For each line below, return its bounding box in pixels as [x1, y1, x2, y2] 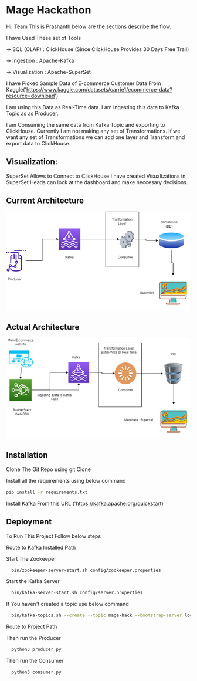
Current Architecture [6, 196, 84, 206]
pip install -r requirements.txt [6, 489, 88, 495]
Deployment [6, 517, 52, 527]
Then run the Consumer [6, 658, 64, 665]
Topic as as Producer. [6, 110, 59, 117]
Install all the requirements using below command [6, 477, 126, 484]
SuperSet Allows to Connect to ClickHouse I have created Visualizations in [6, 172, 186, 179]
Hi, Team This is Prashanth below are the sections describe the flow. [6, 23, 172, 30]
